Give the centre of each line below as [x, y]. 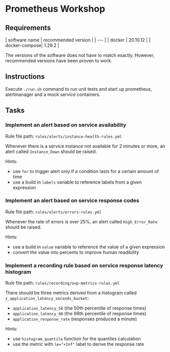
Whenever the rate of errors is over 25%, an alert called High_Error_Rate [81, 221]
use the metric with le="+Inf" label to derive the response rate [78, 344]
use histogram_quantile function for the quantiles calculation [77, 339]
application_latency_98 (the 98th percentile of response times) [79, 314]
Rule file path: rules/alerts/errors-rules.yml [53, 212]
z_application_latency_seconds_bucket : [47, 298]
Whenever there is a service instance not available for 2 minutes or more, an [85, 146]
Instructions [25, 77]
